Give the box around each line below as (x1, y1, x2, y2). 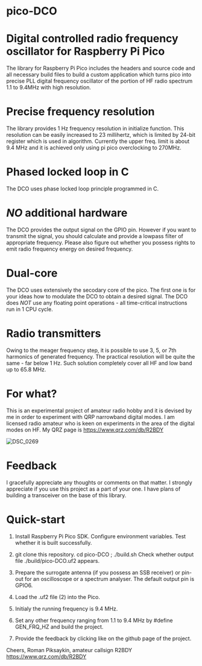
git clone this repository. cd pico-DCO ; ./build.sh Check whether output (14, 550, 194, 558)
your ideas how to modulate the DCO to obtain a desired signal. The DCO (6, 292, 188, 300)
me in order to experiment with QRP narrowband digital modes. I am (6, 413, 175, 420)
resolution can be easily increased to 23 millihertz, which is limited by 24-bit (6, 131, 196, 139)
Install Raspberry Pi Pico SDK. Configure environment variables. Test (14, 532, 186, 540)
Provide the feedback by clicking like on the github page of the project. (14, 635, 192, 642)
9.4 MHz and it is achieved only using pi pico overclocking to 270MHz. (6, 144, 182, 151)
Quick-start (6, 512, 65, 526)
